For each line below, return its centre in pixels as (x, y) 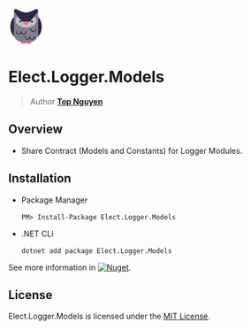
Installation (40, 178)
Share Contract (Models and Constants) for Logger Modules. (132, 150)
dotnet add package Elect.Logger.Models (96, 251)
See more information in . (70, 267)
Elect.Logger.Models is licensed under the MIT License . (110, 316)
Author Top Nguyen (66, 101)
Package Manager (54, 200)
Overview (36, 130)
